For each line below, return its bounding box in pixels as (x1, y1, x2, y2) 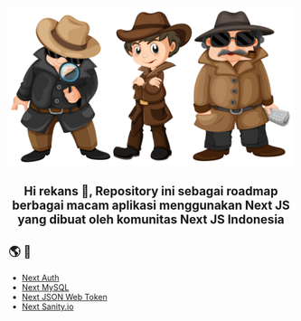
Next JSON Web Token (21, 292, 108, 303)
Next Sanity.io (21, 301, 74, 312)
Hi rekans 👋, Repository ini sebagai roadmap (24, 184, 278, 199)
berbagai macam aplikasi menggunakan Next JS (12, 198, 290, 213)
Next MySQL (21, 282, 70, 293)
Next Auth (21, 272, 60, 283)
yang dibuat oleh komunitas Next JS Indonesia (16, 212, 286, 228)
